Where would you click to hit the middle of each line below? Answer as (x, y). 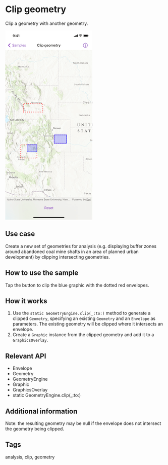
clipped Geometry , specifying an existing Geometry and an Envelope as (84, 318)
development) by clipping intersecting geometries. (58, 257)
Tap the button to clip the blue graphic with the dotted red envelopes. (77, 285)
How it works (26, 301)
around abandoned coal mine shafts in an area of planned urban (72, 252)
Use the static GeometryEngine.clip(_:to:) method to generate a (81, 313)
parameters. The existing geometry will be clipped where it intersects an (88, 324)
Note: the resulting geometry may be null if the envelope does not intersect (83, 423)
